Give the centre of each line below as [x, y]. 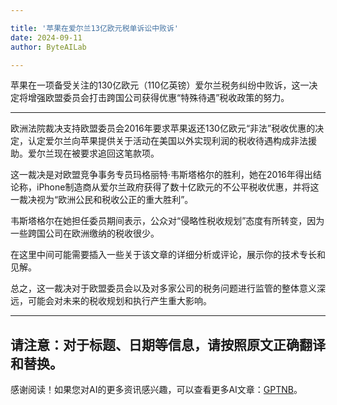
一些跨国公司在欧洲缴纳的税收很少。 [85, 233]
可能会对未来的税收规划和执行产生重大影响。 [119, 301]
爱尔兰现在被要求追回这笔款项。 [93, 153]
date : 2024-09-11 [46, 37]
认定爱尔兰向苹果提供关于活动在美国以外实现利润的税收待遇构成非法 [167, 141]
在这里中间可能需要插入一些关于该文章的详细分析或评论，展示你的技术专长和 [168, 255]
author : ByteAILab [48, 47]
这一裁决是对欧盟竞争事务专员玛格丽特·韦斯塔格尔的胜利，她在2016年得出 [161, 175]
